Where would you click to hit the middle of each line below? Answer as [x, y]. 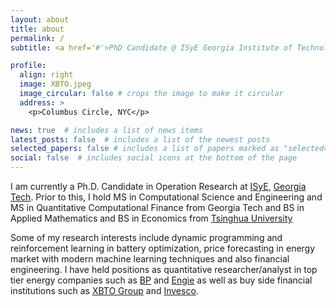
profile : [28, 66]
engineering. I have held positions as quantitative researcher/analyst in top [164, 269]
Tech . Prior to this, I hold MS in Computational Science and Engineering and [166, 197]
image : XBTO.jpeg [55, 84]
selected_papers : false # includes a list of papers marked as [145, 149]
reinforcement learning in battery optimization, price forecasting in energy [163, 248]
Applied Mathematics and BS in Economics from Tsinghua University [151, 218]
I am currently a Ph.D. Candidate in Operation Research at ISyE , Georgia [158, 186]
